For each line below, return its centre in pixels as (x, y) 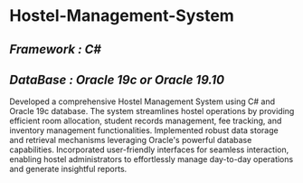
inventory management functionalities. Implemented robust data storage (144, 130)
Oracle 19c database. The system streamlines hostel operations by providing (152, 111)
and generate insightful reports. (68, 169)
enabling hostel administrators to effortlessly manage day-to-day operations (151, 159)
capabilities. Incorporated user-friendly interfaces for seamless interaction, (149, 149)
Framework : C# (56, 49)
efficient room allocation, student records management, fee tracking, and (146, 121)
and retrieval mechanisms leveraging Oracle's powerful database (131, 140)
